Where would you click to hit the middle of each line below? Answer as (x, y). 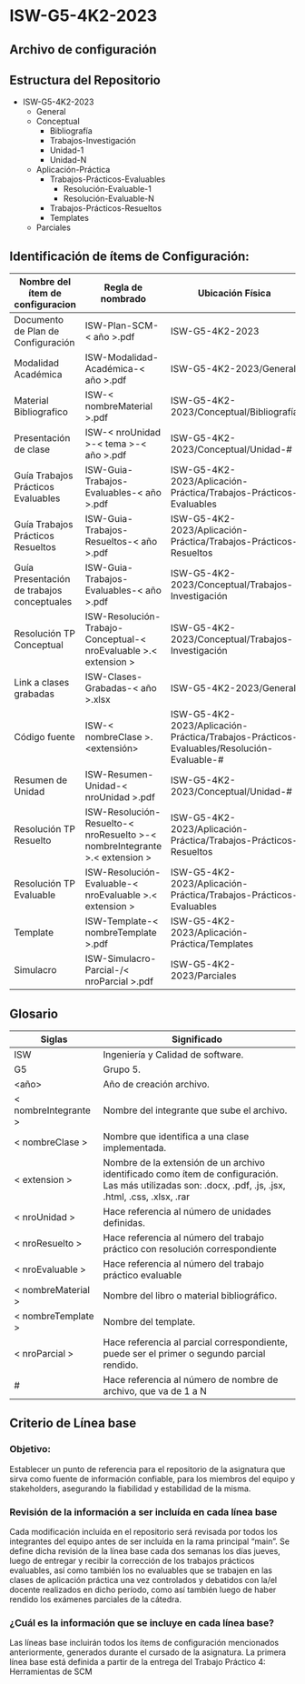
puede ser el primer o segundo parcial (184, 1354)
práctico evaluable (143, 1276)
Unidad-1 (67, 150)
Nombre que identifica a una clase (176, 1137)
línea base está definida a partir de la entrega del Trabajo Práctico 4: (138, 1662)
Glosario (34, 1013)
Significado (197, 1039)
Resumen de (41, 780)
